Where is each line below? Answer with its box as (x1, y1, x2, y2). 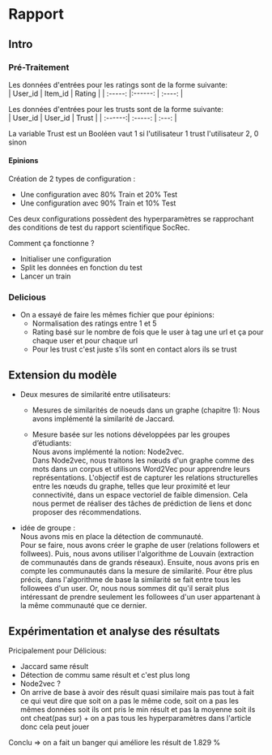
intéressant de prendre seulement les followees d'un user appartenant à (19, 592, 261, 602)
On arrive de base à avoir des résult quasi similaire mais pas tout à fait (19, 688, 254, 697)
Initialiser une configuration (19, 254, 112, 264)
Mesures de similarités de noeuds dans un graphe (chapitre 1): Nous (32, 405, 261, 415)
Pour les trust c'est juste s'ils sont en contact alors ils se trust (32, 344, 237, 354)
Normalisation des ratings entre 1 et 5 (32, 318, 157, 329)
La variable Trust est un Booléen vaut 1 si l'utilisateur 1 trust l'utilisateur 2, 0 (8, 128, 259, 138)
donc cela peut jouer (19, 722, 90, 731)
